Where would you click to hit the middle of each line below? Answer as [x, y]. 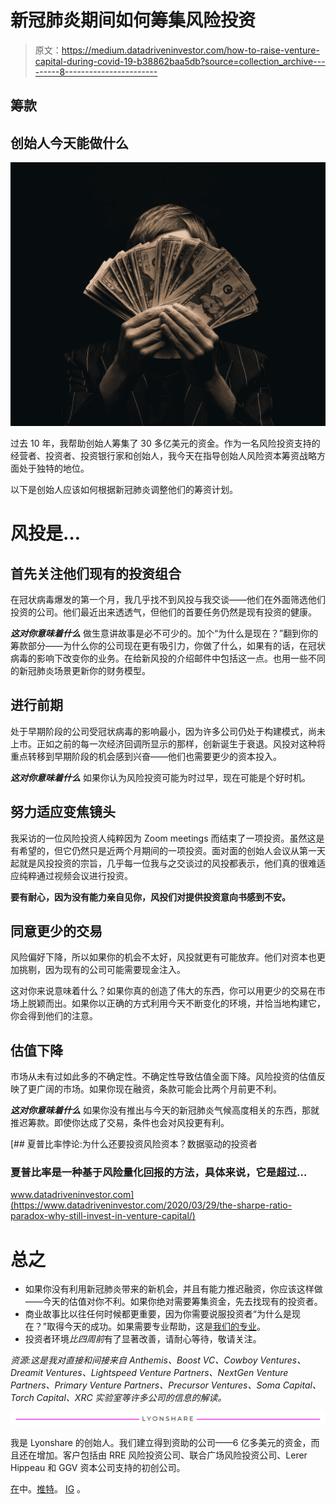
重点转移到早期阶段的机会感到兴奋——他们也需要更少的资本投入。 [146, 756]
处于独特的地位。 [54, 468]
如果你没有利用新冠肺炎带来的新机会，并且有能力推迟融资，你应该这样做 [173, 1289]
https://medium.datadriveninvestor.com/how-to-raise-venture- [190, 50]
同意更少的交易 [56, 931]
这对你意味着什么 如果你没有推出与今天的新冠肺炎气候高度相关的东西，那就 [165, 1110]
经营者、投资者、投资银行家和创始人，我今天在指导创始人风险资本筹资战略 [163, 455]
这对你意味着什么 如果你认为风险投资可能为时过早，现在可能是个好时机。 [160, 777]
